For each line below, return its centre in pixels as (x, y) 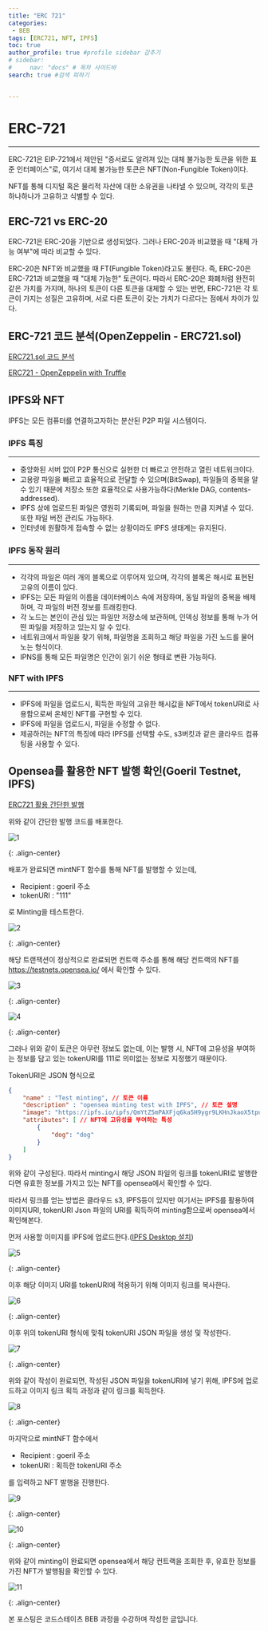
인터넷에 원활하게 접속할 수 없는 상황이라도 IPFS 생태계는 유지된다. (123, 528)
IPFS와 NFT (37, 400)
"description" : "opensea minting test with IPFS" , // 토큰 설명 (130, 1105)
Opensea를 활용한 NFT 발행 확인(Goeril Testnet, (125, 771)
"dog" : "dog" (72, 1135)
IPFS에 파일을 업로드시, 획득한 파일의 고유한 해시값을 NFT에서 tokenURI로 (135, 704)
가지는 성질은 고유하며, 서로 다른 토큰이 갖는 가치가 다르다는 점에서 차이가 (137, 298)
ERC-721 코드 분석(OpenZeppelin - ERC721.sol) (125, 336)
